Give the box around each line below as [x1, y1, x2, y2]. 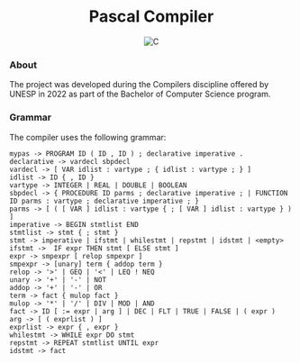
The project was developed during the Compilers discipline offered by [9, 79, 269, 90]
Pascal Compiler [88, 6, 214, 27]
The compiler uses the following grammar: [9, 132, 167, 142]
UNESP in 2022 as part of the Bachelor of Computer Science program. [9, 88, 271, 100]
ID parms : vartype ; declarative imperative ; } [9, 196, 200, 205]
